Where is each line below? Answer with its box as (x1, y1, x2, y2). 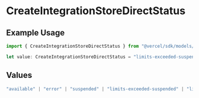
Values (6, 70, 33, 80)
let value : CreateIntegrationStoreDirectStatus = (6, 54, 131, 60)
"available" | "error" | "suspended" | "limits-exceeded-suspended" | (6, 86, 184, 92)
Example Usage (6, 28, 65, 38)
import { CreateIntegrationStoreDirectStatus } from (6, 43, 139, 49)
